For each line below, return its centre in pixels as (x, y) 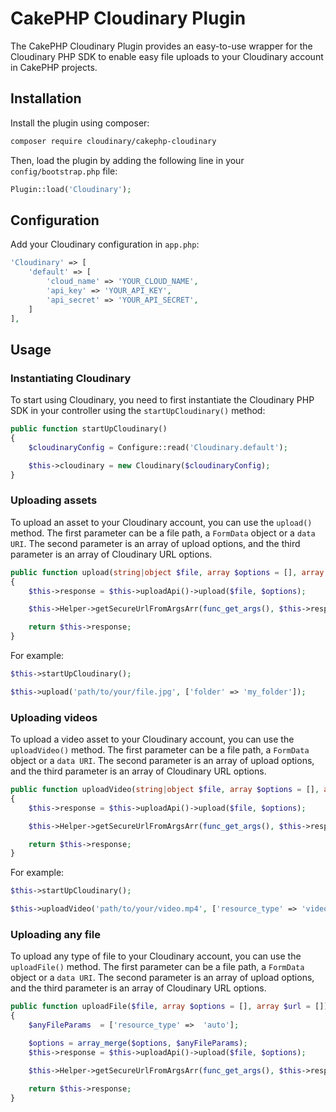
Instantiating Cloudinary (71, 378)
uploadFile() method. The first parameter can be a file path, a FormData (157, 967)
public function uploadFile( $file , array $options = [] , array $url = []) (169, 1007)
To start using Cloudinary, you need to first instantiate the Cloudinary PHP (162, 400)
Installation (46, 98)
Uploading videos (54, 717)
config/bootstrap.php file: (64, 171)
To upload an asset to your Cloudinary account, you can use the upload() (161, 522)
